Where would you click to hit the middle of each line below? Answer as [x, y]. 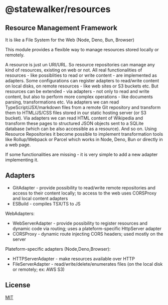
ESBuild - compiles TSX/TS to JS [46, 204]
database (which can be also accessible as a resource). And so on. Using [81, 129]
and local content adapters [40, 198]
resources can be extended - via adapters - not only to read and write [77, 91]
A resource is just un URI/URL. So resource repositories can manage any [80, 65]
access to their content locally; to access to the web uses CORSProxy [85, 193]
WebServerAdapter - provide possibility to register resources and [80, 223]
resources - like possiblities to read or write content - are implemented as [81, 75]
